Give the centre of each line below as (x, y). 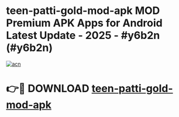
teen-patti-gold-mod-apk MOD (83, 11)
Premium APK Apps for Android (84, 23)
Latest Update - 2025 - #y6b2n (83, 36)
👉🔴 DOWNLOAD (48, 89)
